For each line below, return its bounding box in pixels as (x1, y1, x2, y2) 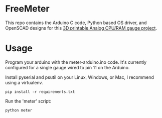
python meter (5, 107, 33, 113)
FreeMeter (5, 3, 50, 15)
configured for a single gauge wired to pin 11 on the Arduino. (5, 64, 130, 70)
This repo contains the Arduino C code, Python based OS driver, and (5, 20, 147, 26)
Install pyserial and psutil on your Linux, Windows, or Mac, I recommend (5, 74, 154, 80)
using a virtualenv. (5, 79, 44, 85)
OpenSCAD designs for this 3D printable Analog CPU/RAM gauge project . (5, 25, 157, 31)
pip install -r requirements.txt (5, 89, 75, 94)
